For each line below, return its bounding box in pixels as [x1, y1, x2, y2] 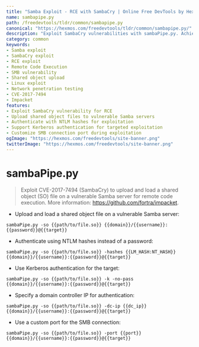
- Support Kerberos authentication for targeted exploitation [6, 125, 163, 130]
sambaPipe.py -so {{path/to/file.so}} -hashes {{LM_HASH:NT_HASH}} [6, 249, 176, 255]
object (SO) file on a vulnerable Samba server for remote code [20, 192, 173, 199]
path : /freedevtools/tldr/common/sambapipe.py [6, 20, 123, 26]
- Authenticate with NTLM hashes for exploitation [6, 119, 134, 125]
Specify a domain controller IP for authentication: [14, 291, 135, 298]
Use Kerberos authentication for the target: [14, 265, 120, 272]
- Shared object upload [6, 75, 65, 81]
